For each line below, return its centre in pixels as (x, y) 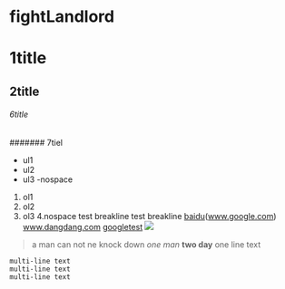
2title (25, 91)
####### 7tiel (36, 142)
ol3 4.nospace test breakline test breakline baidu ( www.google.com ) (149, 216)
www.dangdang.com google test (83, 226)
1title (28, 58)
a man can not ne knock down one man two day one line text (146, 244)
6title (19, 114)
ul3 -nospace (48, 179)
